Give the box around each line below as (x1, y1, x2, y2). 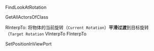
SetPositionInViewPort (5, 41, 52, 47)
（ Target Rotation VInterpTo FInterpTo (5, 31, 87, 37)
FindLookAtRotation (5, 5, 47, 10)
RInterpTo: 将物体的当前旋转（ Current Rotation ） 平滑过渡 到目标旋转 (5, 25, 149, 30)
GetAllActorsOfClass (5, 14, 48, 20)
